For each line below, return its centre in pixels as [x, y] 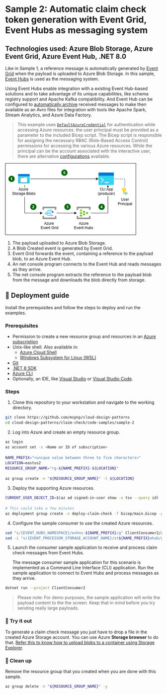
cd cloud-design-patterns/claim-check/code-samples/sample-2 [70, 423]
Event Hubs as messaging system [77, 30]
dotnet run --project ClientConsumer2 [45, 588]
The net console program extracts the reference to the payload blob [82, 275]
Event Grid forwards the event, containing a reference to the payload [83, 254]
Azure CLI [23, 373]
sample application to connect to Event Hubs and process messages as [85, 573]
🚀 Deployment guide [37, 296]
